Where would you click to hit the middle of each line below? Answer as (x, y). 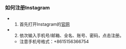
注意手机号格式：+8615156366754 (54, 42)
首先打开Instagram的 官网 (44, 24)
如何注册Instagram (28, 7)
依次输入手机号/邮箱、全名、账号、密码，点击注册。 (72, 35)
